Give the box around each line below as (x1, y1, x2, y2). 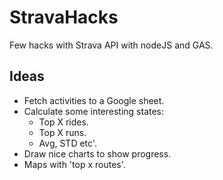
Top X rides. (38, 116, 89, 128)
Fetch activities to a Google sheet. (23, 94, 165, 106)
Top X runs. (38, 126, 87, 138)
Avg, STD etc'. (38, 137, 97, 149)
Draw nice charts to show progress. (23, 147, 172, 160)
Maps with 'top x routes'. (23, 158, 126, 170)
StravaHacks (9, 6, 119, 29)
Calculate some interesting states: (23, 105, 165, 117)
